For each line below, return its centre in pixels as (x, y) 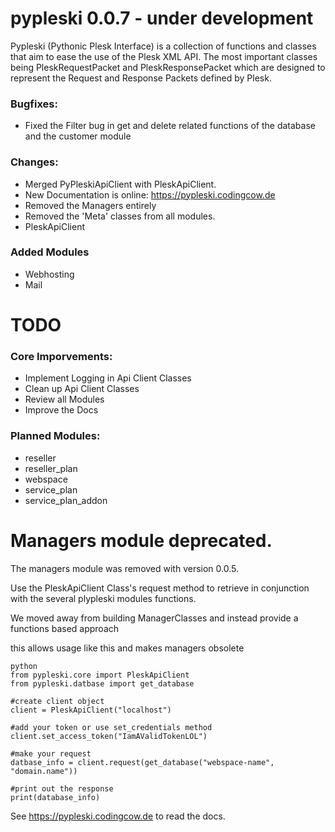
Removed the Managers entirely (90, 205)
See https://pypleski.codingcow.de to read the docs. (118, 816)
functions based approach (65, 628)
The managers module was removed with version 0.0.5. (124, 568)
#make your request (51, 753)
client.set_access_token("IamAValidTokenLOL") (109, 736)
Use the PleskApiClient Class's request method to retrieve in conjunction (160, 588)
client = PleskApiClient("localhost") (91, 710)
